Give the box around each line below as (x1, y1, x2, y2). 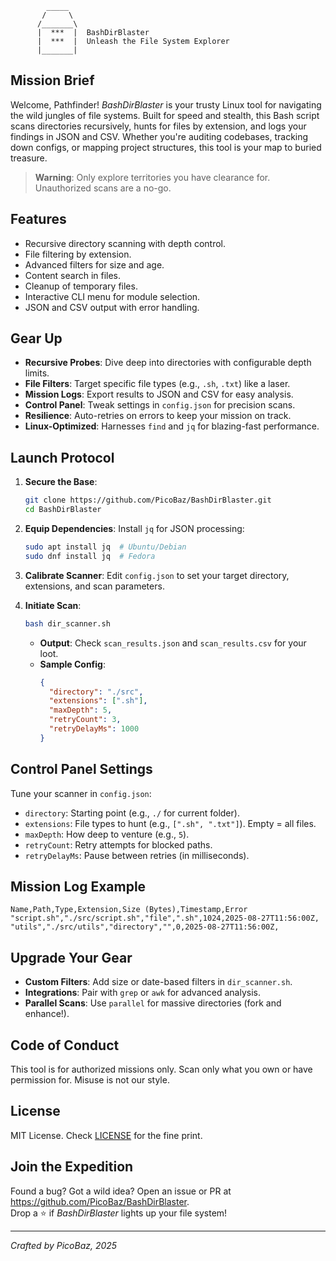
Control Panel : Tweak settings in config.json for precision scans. (24, 399, 296, 411)
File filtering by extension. (24, 248, 132, 260)
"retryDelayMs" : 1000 (48, 724, 140, 734)
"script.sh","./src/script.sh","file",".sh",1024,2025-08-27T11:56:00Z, (10, 913, 320, 924)
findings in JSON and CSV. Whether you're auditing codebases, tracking (10, 130, 309, 142)
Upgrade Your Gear (10, 949, 133, 966)
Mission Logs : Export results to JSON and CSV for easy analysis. (24, 388, 294, 401)
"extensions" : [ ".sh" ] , (48, 696, 148, 706)
